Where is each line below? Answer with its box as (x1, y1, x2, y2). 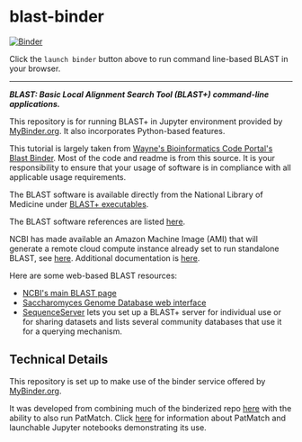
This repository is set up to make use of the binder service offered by (9, 375, 266, 386)
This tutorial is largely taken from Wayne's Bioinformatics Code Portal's (9, 142, 273, 154)
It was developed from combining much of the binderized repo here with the (9, 402, 292, 413)
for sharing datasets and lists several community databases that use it (22, 316, 282, 327)
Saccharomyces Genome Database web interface (22, 297, 207, 308)
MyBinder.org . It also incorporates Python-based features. (9, 125, 226, 136)
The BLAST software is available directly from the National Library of (9, 189, 263, 200)
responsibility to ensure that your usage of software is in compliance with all (9, 162, 292, 173)
